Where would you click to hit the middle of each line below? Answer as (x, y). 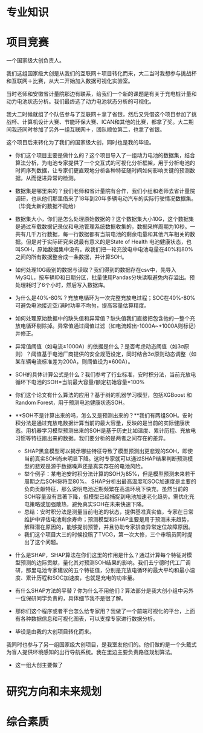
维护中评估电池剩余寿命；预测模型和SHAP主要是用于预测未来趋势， (108, 519)
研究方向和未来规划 (54, 692)
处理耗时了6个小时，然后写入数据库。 (62, 285)
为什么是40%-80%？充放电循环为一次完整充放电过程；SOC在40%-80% (105, 298)
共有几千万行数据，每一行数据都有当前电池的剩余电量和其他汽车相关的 (102, 234)
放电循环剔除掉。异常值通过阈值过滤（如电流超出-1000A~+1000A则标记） (105, 326)
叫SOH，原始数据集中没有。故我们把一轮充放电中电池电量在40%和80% (104, 249)
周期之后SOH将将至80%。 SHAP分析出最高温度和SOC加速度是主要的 (110, 481)
